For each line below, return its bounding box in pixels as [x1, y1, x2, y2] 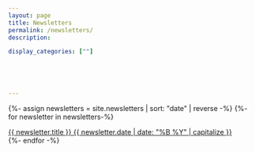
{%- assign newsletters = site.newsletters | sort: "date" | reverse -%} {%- [8, 104, 248, 113]
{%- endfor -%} [8, 135, 60, 146]
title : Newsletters [8, 19, 73, 27]
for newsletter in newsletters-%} [8, 112, 114, 122]
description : [8, 33, 51, 42]
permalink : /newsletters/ [8, 26, 93, 34]
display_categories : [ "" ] [8, 48, 93, 56]
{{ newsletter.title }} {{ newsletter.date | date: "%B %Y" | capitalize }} [8, 128, 233, 137]
